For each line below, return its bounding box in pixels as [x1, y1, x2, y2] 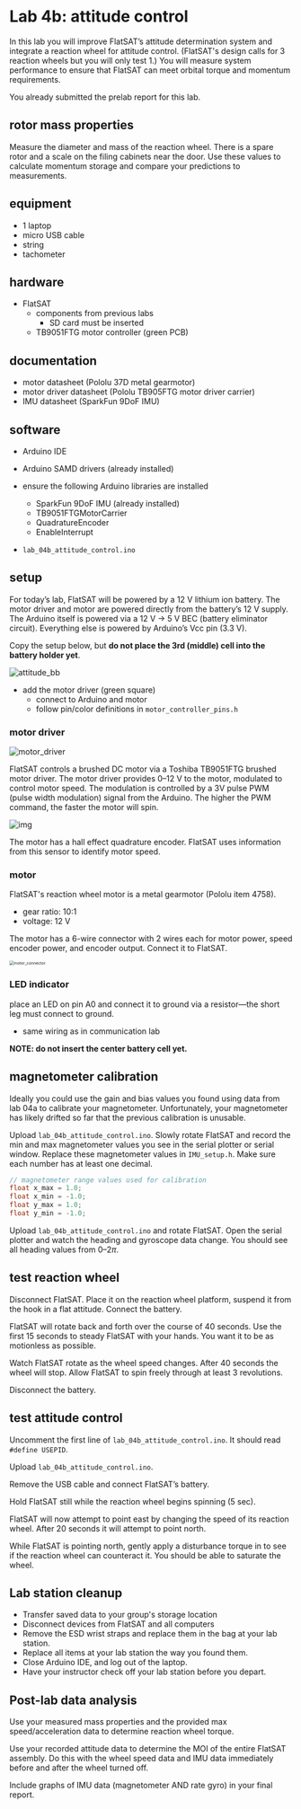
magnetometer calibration [9, 1069, 159, 1084]
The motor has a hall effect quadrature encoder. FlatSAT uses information [9, 837, 281, 848]
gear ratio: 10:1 [22, 906, 77, 917]
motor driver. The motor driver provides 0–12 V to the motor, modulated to [9, 773, 283, 784]
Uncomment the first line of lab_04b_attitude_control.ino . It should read [9, 1434, 281, 1445]
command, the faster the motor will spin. [9, 802, 159, 813]
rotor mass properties [9, 118, 135, 133]
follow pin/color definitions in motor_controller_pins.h [35, 703, 238, 714]
